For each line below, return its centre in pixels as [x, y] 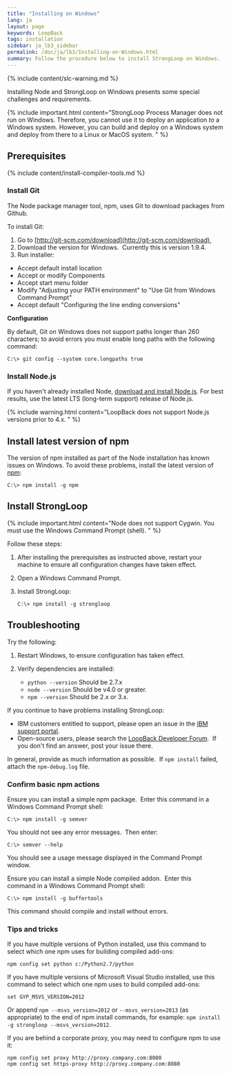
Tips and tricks [33, 929]
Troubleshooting [44, 626]
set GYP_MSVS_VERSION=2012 [46, 997]
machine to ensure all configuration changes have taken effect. [107, 564]
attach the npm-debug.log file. [49, 766]
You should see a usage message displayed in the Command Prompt [105, 858]
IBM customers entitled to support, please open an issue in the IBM [112, 723]
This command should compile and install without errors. [88, 911]
